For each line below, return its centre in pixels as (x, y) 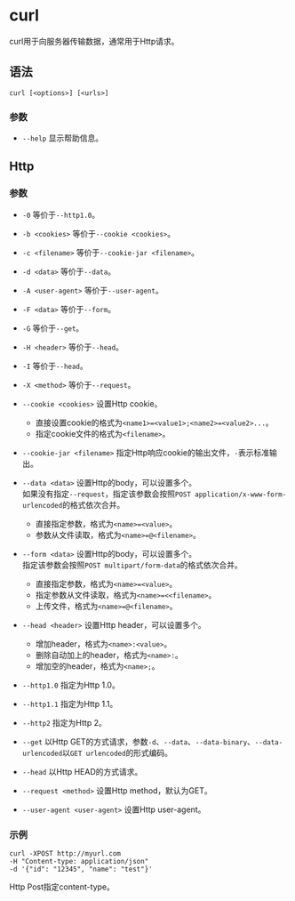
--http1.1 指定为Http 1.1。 (70, 704)
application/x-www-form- (241, 495)
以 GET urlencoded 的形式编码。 (117, 752)
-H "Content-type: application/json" (79, 862)
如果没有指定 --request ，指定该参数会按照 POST (106, 494)
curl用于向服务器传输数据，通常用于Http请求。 (94, 41)
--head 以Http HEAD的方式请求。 (82, 771)
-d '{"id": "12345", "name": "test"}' (81, 869)
